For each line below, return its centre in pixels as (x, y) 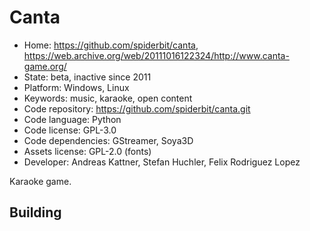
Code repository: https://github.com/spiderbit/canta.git (137, 108)
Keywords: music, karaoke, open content (108, 98)
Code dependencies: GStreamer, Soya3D (108, 140)
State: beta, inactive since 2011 (87, 77)
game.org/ (45, 66)
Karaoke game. (40, 181)
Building (35, 212)
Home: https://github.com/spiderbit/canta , (111, 45)
